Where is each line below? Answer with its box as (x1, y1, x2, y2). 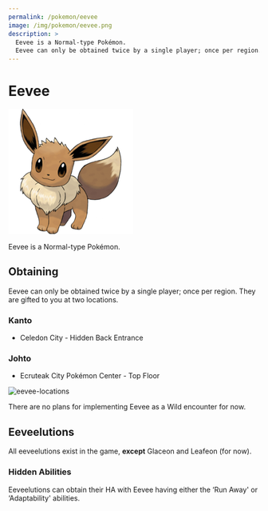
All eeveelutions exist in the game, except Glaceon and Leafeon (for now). (8, 446, 252, 456)
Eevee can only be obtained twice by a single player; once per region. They (8, 286, 256, 296)
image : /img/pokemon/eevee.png (8, 21, 112, 30)
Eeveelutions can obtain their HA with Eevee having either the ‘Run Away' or (8, 485, 258, 494)
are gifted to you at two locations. (8, 294, 119, 304)
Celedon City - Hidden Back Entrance (19, 333, 144, 343)
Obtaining (8, 265, 59, 279)
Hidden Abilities (8, 466, 72, 477)
